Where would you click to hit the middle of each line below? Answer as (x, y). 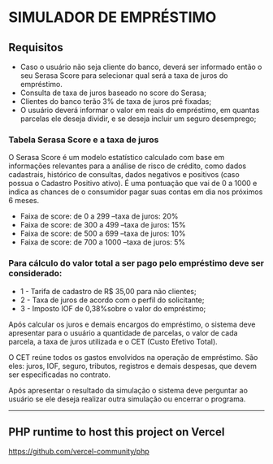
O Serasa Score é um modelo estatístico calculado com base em (117, 158)
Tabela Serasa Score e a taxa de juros (84, 140)
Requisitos (36, 48)
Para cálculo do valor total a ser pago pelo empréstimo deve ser (136, 263)
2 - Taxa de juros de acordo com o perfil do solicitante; (112, 300)
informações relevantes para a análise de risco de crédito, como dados (127, 166)
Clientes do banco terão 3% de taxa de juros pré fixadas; (116, 101)
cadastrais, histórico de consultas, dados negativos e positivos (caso (124, 175)
